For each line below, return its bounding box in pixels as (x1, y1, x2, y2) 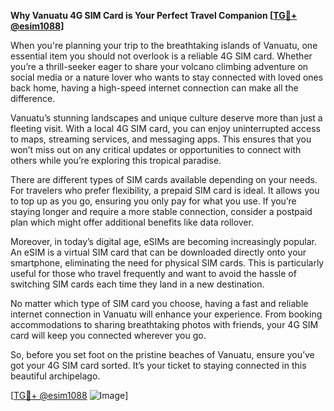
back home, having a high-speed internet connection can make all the (10, 82, 299, 94)
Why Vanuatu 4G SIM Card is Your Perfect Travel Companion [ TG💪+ (10, 10, 298, 21)
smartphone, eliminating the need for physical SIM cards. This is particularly (10, 257, 325, 269)
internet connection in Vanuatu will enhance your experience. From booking (10, 308, 323, 320)
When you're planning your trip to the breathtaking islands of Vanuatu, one (10, 40, 318, 51)
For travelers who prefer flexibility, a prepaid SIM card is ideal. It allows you (10, 185, 320, 196)
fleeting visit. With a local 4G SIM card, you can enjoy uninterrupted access (10, 123, 321, 134)
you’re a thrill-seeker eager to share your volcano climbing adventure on (10, 61, 309, 72)
